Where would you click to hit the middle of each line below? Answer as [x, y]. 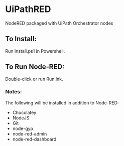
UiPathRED [28, 9]
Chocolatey [24, 112]
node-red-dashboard [34, 139]
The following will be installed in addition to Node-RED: [62, 103]
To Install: [21, 39]
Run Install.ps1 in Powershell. [35, 51]
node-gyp [23, 128]
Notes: [14, 92]
